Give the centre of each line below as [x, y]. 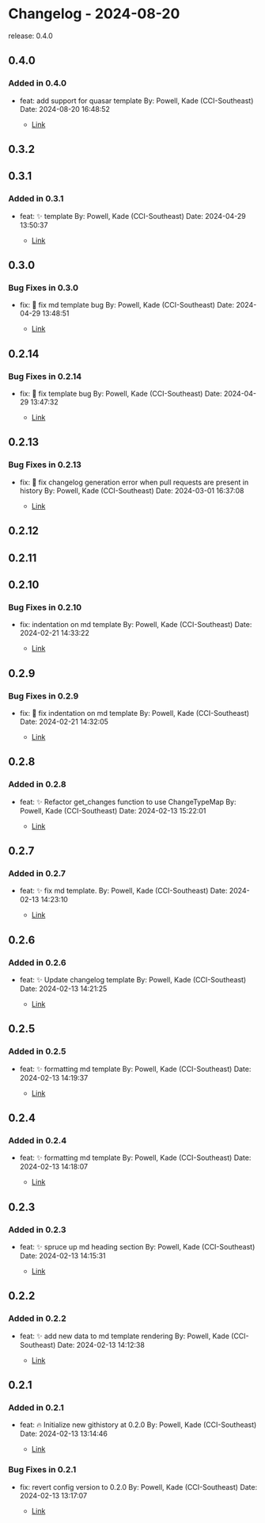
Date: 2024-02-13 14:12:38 [101, 1345]
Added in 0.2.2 [37, 1318]
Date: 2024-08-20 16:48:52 [65, 109]
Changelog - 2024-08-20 [94, 14]
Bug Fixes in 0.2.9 [44, 696]
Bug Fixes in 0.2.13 [45, 465]
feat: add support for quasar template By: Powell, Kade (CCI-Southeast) [136, 101]
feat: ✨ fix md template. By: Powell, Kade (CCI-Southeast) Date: [123, 891]
